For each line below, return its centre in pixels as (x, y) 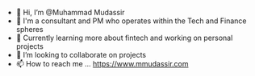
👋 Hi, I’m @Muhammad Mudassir (70, 12)
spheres (29, 29)
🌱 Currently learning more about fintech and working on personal (124, 38)
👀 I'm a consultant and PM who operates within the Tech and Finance (131, 21)
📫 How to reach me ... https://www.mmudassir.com (102, 64)
